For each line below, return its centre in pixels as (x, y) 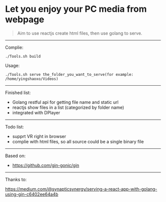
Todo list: (15, 127)
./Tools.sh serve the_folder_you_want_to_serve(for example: (69, 74)
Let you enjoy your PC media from (76, 9)
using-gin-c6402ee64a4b (32, 194)
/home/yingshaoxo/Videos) (32, 79)
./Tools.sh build (23, 56)
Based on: (15, 156)
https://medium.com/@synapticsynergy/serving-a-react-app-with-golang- (81, 189)
